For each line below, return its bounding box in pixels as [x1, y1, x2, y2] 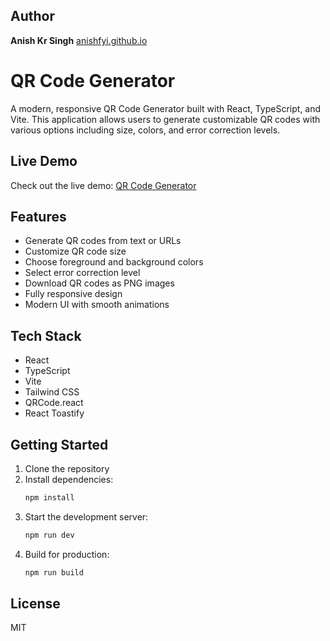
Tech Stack [10, 327, 82, 344]
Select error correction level [24, 267, 141, 279]
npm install [24, 493, 75, 503]
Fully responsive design [24, 288, 123, 300]
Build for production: [24, 548, 110, 560]
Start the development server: [24, 510, 149, 523]
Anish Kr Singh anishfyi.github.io [10, 34, 148, 46]
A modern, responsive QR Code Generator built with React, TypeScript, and [10, 102, 322, 114]
